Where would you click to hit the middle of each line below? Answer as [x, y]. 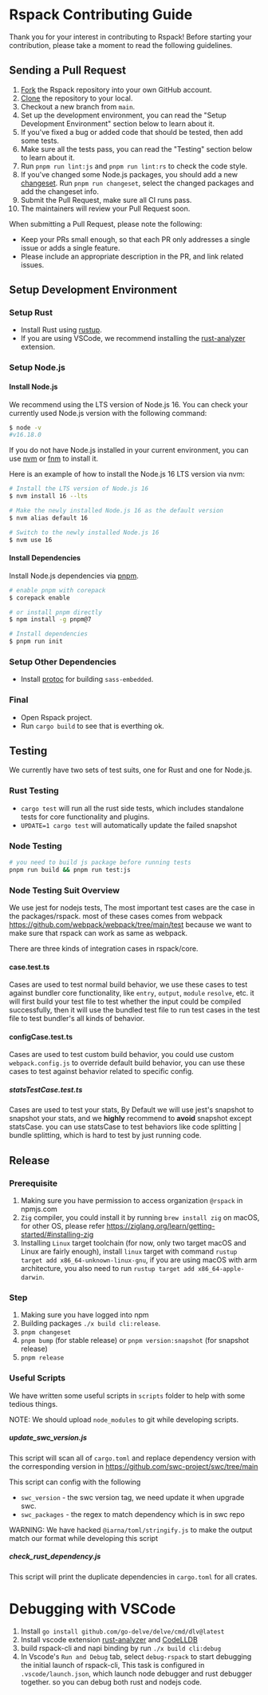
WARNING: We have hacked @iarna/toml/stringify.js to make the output [131, 1530]
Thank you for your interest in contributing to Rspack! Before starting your [130, 37]
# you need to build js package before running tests [100, 863]
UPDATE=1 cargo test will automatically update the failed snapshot [129, 825]
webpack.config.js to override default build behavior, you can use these [127, 1063]
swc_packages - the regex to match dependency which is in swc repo [133, 1514]
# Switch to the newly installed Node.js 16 [84, 533]
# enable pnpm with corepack [57, 590]
